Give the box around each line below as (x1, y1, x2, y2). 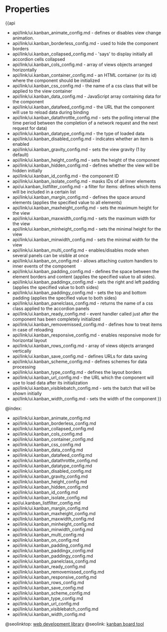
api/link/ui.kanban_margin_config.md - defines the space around (12, 194, 146, 200)
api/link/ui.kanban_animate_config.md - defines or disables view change (12, 29, 161, 35)
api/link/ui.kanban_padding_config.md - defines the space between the (12, 268, 160, 274)
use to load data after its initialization (12, 379, 88, 385)
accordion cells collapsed (12, 56, 65, 62)
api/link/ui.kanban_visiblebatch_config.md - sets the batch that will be (12, 385, 156, 391)
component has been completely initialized (12, 316, 101, 322)
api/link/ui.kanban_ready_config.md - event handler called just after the (12, 311, 159, 316)
